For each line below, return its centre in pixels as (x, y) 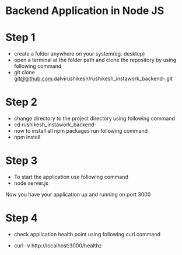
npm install (27, 137)
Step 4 (22, 218)
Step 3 (22, 161)
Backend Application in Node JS (85, 11)
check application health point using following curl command (87, 234)
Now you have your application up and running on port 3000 (78, 194)
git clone (24, 73)
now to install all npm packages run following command (81, 131)
